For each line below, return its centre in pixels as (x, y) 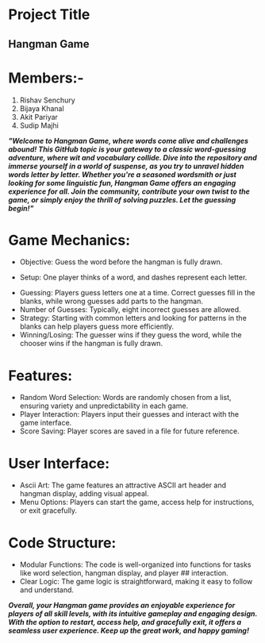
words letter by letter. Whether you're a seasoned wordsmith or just (122, 174)
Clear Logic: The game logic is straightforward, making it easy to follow (136, 582)
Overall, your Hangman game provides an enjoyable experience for (122, 606)
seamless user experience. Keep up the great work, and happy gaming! (129, 631)
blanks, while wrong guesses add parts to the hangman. (111, 301)
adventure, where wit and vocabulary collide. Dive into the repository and (132, 157)
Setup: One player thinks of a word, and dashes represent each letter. (133, 277)
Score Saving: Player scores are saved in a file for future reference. (129, 431)
